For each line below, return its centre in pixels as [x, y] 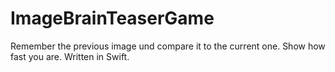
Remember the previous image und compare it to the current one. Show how [168, 46]
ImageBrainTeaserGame [112, 18]
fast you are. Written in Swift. [70, 56]
